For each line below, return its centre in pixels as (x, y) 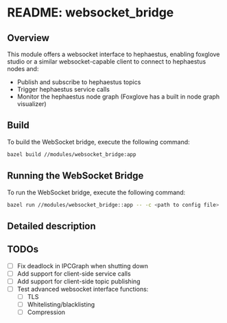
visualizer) (32, 104)
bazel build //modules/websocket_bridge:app (72, 154)
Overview (28, 38)
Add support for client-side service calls (74, 273)
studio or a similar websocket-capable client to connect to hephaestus (107, 62)
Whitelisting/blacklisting (61, 304)
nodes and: (23, 69)
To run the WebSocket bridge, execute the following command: (96, 192)
